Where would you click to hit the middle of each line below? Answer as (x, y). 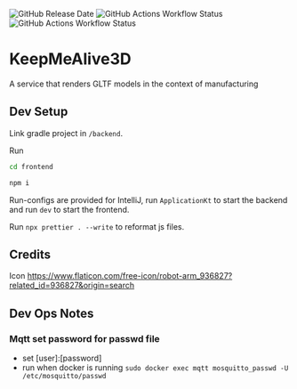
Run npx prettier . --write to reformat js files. (97, 226)
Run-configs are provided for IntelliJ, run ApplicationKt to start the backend (148, 199)
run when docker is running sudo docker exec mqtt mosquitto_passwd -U (155, 368)
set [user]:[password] (62, 358)
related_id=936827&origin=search (72, 286)
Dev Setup (39, 112)
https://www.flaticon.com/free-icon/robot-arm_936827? (130, 276)
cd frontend (31, 166)
